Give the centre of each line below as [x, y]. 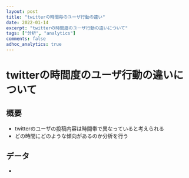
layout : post [22, 11]
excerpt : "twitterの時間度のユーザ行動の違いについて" [67, 28]
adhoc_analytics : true [34, 45]
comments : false [26, 39]
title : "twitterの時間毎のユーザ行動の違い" [56, 17]
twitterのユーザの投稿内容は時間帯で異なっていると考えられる [89, 128]
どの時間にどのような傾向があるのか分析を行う [71, 136]
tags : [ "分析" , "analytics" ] [41, 33]
